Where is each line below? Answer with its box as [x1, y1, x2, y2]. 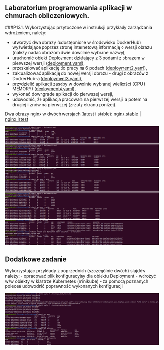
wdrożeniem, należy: [5, 29, 47, 36]
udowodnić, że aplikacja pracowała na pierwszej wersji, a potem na [12, 96, 148, 102]
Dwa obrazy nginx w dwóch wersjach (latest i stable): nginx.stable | [5, 111, 141, 117]
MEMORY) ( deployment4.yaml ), [12, 86, 76, 92]
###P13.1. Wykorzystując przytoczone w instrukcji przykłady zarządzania [5, 24, 153, 30]
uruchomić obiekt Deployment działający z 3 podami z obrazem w [12, 55, 145, 61]
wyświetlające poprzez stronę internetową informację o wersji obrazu [12, 44, 152, 50]
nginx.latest [5, 116, 29, 122]
